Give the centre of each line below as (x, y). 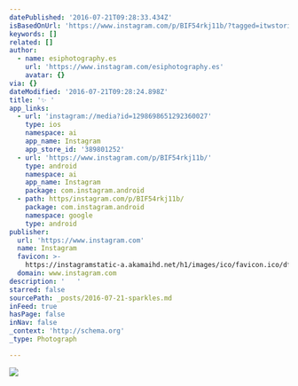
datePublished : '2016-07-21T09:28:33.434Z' (91, 17)
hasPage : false (37, 315)
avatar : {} (45, 75)
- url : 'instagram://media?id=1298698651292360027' (115, 116)
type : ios (43, 125)
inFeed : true (33, 306)
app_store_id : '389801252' (75, 149)
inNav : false (33, 323)
